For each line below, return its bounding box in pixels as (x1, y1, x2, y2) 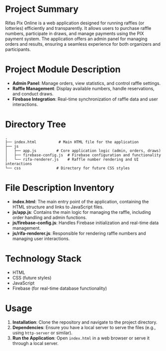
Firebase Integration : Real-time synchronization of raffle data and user (12, 96, 158, 102)
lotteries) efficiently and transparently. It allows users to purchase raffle (5, 25, 152, 31)
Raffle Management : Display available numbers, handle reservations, (12, 86, 155, 91)
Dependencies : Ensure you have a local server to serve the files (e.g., (12, 324, 156, 330)
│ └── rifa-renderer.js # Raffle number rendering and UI (5, 157, 139, 162)
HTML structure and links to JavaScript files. (12, 204, 104, 210)
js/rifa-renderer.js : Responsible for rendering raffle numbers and (12, 230, 146, 236)
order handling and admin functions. (12, 214, 87, 220)
